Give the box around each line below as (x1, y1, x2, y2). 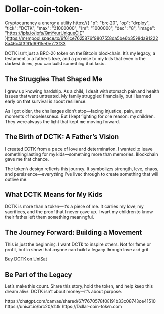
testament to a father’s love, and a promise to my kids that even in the (5, 55, 146, 61)
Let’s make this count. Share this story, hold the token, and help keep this (5, 283, 153, 289)
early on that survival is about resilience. (5, 98, 87, 104)
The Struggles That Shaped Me (5, 75, 103, 83)
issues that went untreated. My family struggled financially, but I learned (5, 93, 151, 99)
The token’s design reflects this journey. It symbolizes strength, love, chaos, (5, 166, 159, 172)
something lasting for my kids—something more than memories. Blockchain (5, 151, 158, 157)
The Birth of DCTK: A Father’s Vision (5, 133, 119, 141)
